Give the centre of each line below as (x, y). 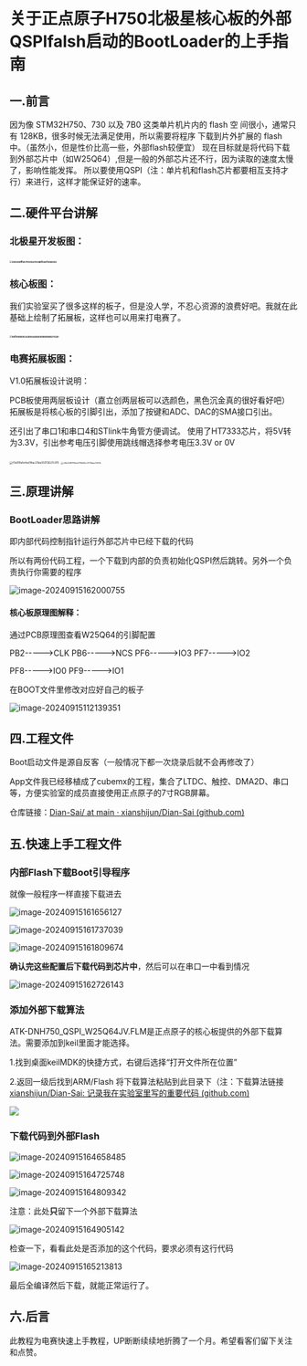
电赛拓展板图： (42, 359)
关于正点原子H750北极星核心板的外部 (151, 19)
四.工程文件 (42, 739)
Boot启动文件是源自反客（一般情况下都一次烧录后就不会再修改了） (134, 762)
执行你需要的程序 (49, 573)
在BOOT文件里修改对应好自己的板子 (77, 689)
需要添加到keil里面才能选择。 (80, 1043)
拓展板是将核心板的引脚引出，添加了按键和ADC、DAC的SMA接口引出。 (143, 411)
